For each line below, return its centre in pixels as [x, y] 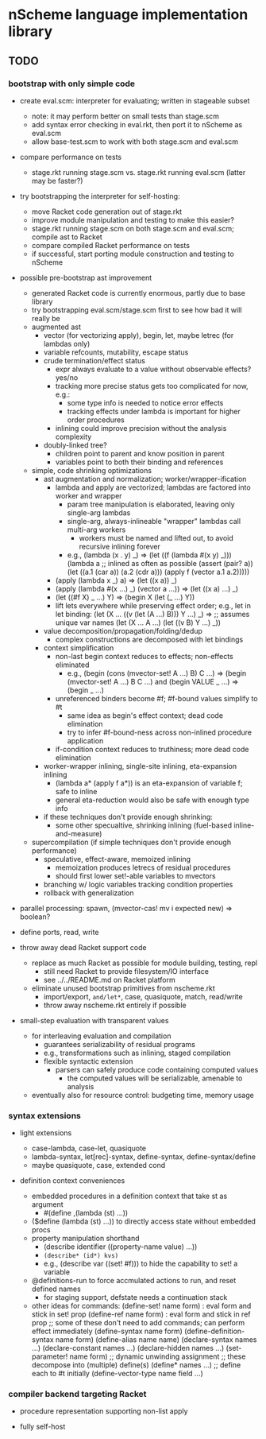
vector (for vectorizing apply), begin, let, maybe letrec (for [139, 335]
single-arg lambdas [99, 512]
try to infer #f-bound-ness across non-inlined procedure [160, 732]
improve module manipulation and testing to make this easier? [133, 219]
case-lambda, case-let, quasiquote [89, 1148]
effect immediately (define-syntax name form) [107, 1331]
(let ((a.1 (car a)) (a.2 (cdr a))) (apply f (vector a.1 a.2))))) [158, 572]
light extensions [46, 1133]
